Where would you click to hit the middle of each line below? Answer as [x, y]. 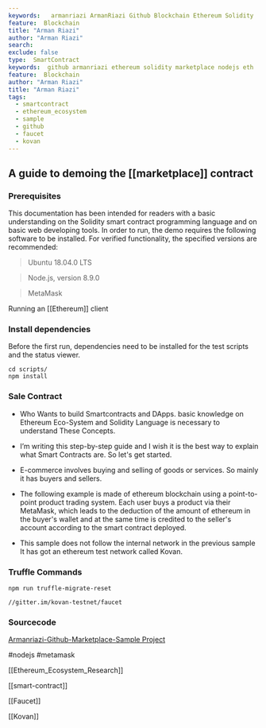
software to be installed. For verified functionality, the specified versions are [133, 238]
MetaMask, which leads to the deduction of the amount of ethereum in [135, 510]
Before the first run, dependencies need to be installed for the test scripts [128, 347]
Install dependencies [50, 329]
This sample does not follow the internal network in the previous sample [137, 543]
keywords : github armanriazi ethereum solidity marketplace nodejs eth [131, 68]
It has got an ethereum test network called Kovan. [101, 551]
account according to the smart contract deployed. [103, 527]
